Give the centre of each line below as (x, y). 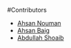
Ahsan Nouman (39, 23)
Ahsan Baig (33, 31)
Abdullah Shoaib (40, 38)
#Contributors (27, 10)
